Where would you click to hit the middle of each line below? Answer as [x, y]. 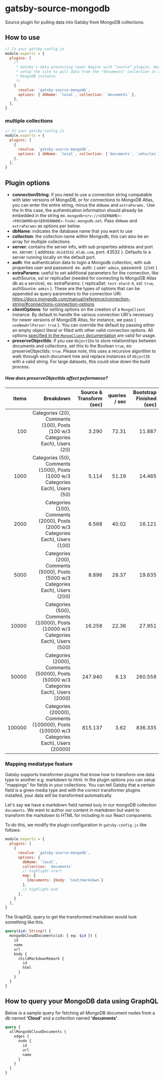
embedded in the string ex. [39, 215]
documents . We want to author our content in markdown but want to [72, 810]
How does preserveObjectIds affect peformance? [57, 378]
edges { [21, 1036]
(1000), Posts [54, 470]
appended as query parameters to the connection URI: [67, 294]
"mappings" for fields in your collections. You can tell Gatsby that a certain [80, 785]
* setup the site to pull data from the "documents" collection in [86, 72]
